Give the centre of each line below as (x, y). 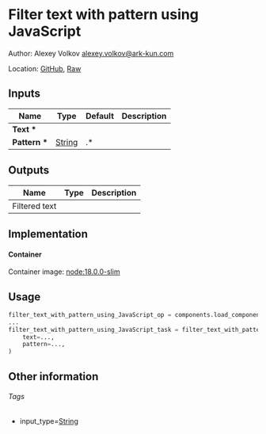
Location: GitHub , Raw (45, 68)
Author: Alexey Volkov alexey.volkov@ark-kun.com (91, 53)
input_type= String (49, 421)
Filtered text (34, 206)
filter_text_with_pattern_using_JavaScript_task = (93, 329)
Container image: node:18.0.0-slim (64, 272)
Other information (53, 377)
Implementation (48, 234)
